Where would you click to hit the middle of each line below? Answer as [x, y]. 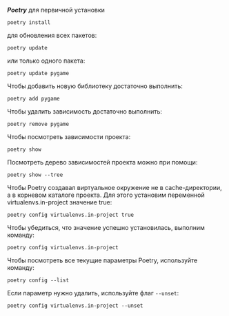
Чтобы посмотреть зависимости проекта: [69, 137]
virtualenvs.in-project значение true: [60, 202]
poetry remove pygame [38, 124]
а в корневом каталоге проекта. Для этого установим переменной [106, 195]
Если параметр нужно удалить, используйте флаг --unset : [93, 293]
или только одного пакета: [46, 61]
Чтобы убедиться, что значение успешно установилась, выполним [106, 228]
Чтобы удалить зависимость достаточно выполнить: [85, 112]
